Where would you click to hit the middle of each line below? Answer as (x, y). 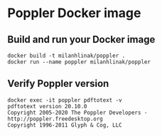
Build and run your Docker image (81, 40)
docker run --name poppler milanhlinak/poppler (79, 62)
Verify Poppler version (58, 84)
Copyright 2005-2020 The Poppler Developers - (77, 113)
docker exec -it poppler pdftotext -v (65, 100)
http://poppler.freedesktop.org (55, 119)
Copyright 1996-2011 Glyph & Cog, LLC (65, 125)
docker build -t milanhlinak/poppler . (66, 56)
